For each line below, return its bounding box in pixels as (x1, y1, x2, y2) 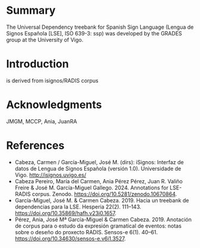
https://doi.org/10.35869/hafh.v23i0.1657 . (14, 209, 116, 216)
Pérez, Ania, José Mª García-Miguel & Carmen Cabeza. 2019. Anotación (14, 216, 192, 223)
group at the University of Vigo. (6, 36, 84, 43)
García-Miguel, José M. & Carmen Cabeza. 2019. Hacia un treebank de (14, 196, 189, 204)
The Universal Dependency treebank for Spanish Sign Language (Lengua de (6, 23, 194, 31)
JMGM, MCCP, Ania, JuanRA (6, 117, 78, 125)
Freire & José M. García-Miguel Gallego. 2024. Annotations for (14, 184, 169, 191)
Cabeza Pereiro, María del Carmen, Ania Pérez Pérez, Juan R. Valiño (14, 177, 183, 185)
